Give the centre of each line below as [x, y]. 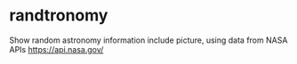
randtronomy [59, 16]
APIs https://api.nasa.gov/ [56, 49]
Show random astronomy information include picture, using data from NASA [148, 40]
